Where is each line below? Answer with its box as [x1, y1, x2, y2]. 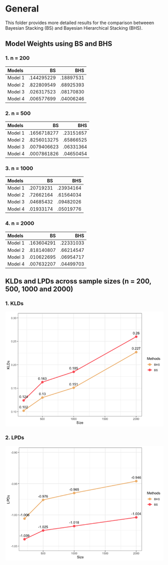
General [5, 3, 39, 15]
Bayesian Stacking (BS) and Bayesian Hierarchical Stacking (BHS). [5, 25, 143, 31]
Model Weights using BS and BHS [5, 40, 112, 48]
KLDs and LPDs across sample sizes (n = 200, [5, 277, 152, 286]
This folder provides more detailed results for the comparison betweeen [5, 20, 154, 26]
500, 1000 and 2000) [5, 285, 73, 293]
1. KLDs [5, 300, 24, 307]
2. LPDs [5, 434, 24, 441]
